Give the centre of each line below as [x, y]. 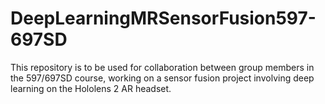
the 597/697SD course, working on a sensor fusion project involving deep [162, 78]
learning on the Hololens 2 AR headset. [91, 88]
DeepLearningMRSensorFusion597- [163, 18]
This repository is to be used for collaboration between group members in [162, 67]
